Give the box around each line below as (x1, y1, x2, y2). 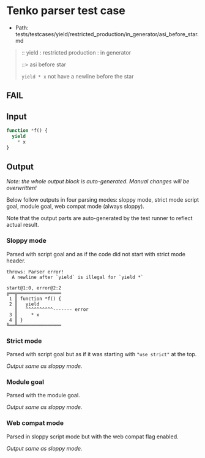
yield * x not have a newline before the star (21, 72, 134, 80)
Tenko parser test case (6, 4, 125, 18)
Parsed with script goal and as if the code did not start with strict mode (6, 250, 185, 258)
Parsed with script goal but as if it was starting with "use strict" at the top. (6, 351, 197, 358)
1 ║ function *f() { (9, 296, 62, 302)
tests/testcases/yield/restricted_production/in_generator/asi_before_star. (15, 30, 199, 37)
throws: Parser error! (6, 269, 64, 275)
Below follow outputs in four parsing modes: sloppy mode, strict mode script (6, 196, 199, 204)
